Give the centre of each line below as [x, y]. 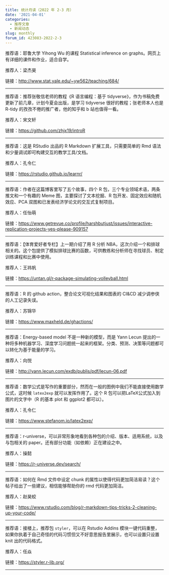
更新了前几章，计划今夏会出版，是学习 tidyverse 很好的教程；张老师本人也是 [84, 103]
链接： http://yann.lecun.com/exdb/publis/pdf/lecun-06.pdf [66, 371]
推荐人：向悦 [18, 360]
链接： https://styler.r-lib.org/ [35, 562]
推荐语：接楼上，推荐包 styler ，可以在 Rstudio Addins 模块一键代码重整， [82, 528]
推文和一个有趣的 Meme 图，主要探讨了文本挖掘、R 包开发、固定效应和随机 [83, 196]
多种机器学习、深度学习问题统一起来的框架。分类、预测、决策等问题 [84, 343]
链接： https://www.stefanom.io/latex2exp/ [49, 420]
